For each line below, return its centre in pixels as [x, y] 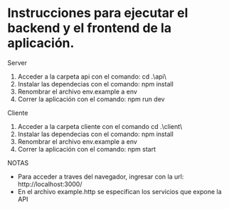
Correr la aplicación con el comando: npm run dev [91, 99]
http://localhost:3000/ [50, 184]
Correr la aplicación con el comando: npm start [87, 149]
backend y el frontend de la [90, 28]
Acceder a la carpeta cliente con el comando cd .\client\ [100, 126]
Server [17, 62]
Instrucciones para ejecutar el [98, 13]
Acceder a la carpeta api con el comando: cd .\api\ [92, 77]
